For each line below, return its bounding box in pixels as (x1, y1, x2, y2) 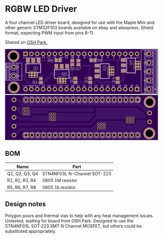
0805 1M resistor (42, 178, 78, 184)
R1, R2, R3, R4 (7, 178, 36, 184)
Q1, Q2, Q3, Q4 (7, 171, 38, 177)
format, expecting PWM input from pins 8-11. (5, 30, 95, 36)
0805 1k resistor (42, 184, 76, 190)
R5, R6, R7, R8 (7, 184, 36, 190)
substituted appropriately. (5, 228, 57, 234)
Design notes (5, 200, 46, 208)
